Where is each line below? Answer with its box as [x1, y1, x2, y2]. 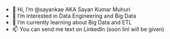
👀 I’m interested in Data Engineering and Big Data [12, 12, 136, 19]
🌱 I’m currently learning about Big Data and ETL [12, 19, 132, 26]
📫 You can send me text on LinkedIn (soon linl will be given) [12, 26, 164, 33]
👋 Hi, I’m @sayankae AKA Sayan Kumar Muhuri [12, 6, 131, 13]
